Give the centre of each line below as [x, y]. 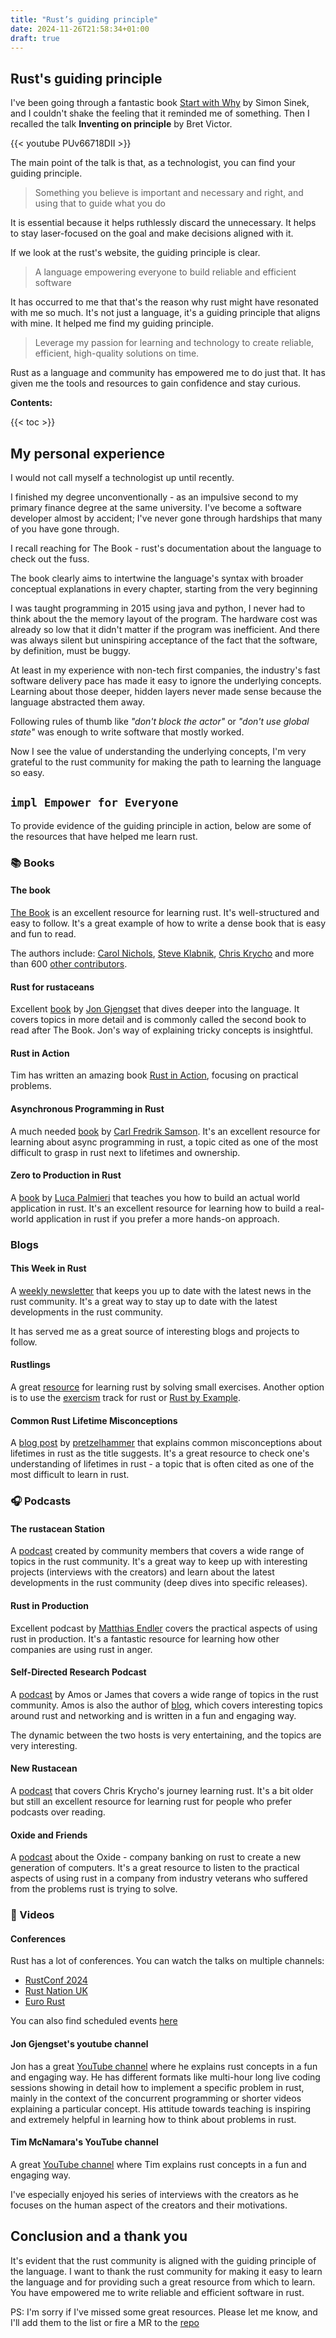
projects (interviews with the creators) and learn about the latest [142, 1572]
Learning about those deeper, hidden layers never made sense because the [166, 691]
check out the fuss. [50, 559]
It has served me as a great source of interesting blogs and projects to [155, 1331]
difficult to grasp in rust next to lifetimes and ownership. [125, 1152]
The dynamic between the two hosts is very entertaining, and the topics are [166, 1735]
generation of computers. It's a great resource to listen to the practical [155, 1868]
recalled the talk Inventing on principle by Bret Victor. [121, 124]
